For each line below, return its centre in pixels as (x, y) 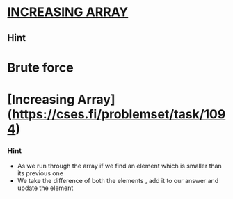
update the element (45, 188)
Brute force (41, 67)
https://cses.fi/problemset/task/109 (119, 114)
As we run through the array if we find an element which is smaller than (120, 166)
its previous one (40, 173)
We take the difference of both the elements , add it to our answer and (118, 181)
